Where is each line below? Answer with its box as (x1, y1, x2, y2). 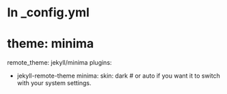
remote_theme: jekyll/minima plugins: (7, 59, 112, 67)
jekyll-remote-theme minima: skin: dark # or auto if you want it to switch (16, 72, 220, 80)
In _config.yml (7, 5, 90, 20)
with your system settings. (16, 79, 92, 87)
